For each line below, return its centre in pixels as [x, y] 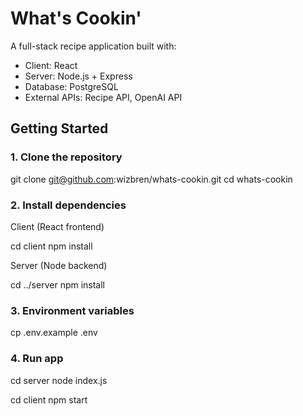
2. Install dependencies [68, 205]
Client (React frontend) [57, 226]
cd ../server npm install [58, 284]
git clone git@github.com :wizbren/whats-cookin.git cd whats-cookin [151, 179]
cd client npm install [51, 246]
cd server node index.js [59, 380]
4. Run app [37, 359]
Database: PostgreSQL [71, 86]
